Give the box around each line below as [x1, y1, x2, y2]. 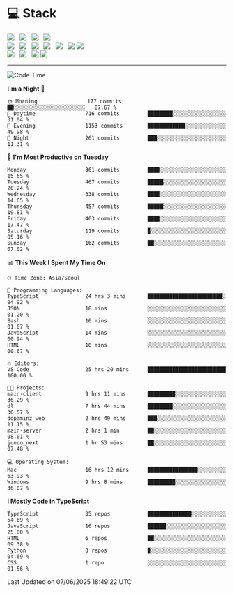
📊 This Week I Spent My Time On [7, 258, 106, 267]
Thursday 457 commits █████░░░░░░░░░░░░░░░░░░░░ [7, 203, 226, 210]
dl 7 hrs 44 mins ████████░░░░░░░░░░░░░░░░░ [7, 403, 226, 410]
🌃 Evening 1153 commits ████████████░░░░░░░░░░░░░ [7, 122, 226, 129]
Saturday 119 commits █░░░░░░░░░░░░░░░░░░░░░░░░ [7, 227, 226, 234]
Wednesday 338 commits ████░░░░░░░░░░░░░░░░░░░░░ [7, 190, 226, 197]
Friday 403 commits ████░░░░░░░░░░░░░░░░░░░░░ [7, 215, 226, 222]
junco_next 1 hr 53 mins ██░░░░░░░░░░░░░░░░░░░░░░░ [7, 439, 226, 446]
